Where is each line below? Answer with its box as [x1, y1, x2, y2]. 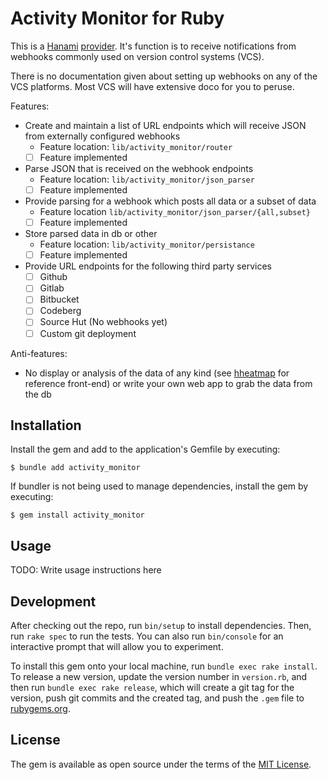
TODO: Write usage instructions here [10, 564, 162, 576]
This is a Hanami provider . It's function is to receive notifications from [10, 40, 297, 52]
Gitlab [39, 282, 65, 294]
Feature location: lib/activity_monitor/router [39, 140, 233, 152]
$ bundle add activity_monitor [10, 463, 141, 473]
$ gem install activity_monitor [10, 510, 145, 521]
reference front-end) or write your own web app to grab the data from [24, 377, 313, 389]
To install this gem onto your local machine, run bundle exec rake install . [10, 660, 318, 672]
